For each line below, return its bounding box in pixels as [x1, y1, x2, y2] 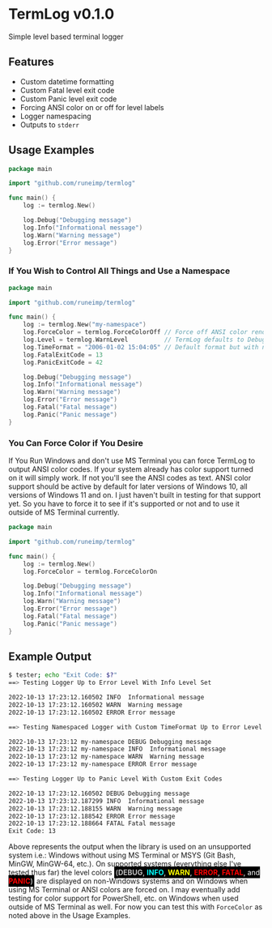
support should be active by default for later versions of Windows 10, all [8, 481, 249, 491]
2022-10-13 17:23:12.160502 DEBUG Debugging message [8, 789, 190, 798]
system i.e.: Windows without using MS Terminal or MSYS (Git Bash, [8, 850, 236, 860]
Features [8, 55, 54, 69]
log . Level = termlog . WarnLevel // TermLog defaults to [23, 336, 244, 344]
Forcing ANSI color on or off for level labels [19, 102, 164, 112]
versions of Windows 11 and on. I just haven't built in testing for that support [8, 490, 261, 500]
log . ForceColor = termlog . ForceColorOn [23, 567, 158, 575]
